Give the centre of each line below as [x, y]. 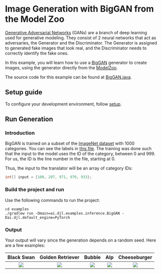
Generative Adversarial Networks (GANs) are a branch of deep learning [76, 32]
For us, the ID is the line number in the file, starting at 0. [60, 159]
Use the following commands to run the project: [52, 200]
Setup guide [24, 92]
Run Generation [29, 119]
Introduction [20, 133]
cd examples [17, 209]
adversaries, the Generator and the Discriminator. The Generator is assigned [81, 43]
